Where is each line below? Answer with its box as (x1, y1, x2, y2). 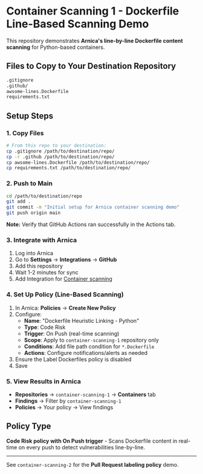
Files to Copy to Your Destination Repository (6, 61, 176, 71)
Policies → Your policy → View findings (14, 404, 114, 411)
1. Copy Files (6, 129, 44, 137)
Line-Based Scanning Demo (6, 17, 149, 31)
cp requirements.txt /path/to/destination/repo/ (6, 165, 131, 171)
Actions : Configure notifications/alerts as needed (24, 349, 148, 356)
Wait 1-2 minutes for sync (14, 269, 79, 276)
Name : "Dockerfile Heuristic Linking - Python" (24, 317, 140, 324)
